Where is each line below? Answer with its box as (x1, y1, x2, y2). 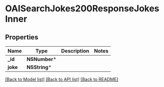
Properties (5, 33, 39, 41)
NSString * (26, 64, 52, 70)
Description (61, 48, 89, 54)
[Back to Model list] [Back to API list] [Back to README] (5, 77, 119, 82)
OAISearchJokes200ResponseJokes (5, 3, 160, 14)
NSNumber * (26, 56, 57, 62)
